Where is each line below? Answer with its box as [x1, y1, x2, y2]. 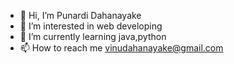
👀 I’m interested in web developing [19, 20, 163, 32]
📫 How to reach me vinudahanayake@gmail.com [19, 42, 224, 54]
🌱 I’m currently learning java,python [19, 31, 167, 42]
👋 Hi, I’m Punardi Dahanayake [19, 10, 142, 21]
